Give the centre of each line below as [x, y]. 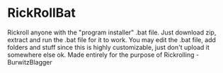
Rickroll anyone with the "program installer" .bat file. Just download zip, [112, 32]
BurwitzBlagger [30, 62]
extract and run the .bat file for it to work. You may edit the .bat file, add [111, 39]
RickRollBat [42, 13]
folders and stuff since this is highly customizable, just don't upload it [109, 47]
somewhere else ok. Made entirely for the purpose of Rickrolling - [103, 55]
